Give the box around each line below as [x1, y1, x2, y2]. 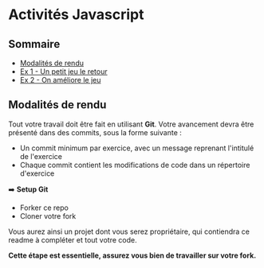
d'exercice [19, 169, 55, 178]
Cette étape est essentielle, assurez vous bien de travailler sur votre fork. [8, 251, 257, 260]
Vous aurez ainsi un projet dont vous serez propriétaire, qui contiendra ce [8, 227, 250, 236]
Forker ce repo [19, 203, 69, 212]
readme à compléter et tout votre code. [8, 235, 137, 244]
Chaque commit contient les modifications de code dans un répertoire [19, 160, 250, 169]
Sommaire [8, 37, 61, 51]
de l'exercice [19, 151, 62, 161]
